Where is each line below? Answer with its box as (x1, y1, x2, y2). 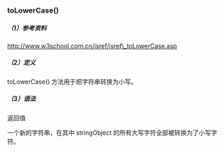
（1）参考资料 (7, 24, 47, 32)
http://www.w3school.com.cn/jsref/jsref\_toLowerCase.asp (7, 41, 177, 50)
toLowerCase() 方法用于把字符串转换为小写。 (7, 77, 137, 86)
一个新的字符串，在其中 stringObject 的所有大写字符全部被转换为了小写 (7, 128, 211, 137)
